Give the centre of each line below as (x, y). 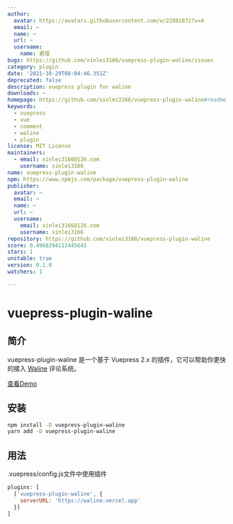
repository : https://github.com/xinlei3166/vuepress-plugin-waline (109, 239)
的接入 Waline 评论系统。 (44, 368)
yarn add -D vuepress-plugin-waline (61, 432)
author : (19, 14)
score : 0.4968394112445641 (47, 245)
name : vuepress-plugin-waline (52, 172)
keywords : (22, 107)
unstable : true (30, 259)
